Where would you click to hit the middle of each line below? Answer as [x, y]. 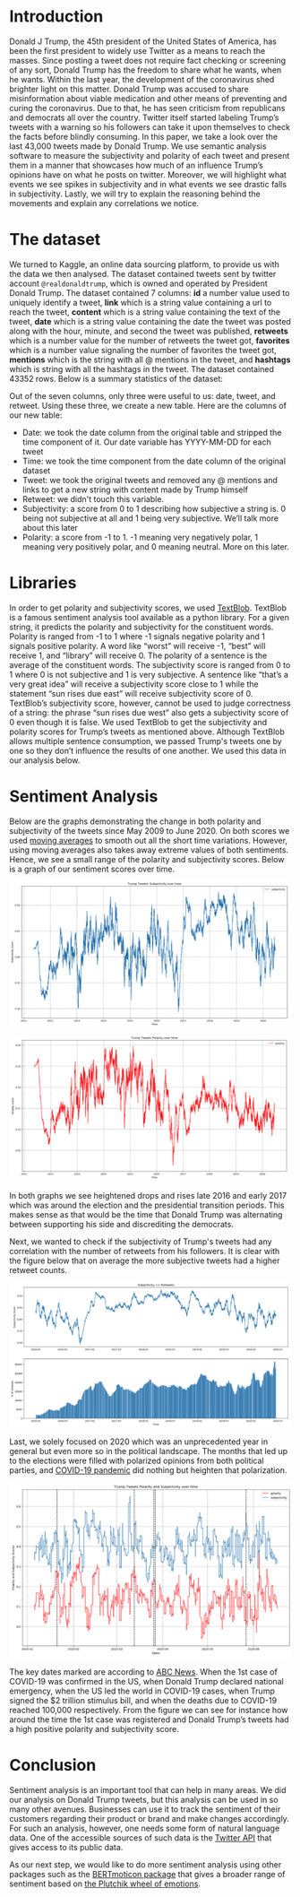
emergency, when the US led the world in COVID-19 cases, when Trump [142, 1691]
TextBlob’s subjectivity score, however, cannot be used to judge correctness [150, 703]
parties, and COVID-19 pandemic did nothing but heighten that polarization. [148, 1470]
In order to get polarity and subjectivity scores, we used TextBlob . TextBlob [148, 608]
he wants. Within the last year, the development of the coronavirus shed [142, 79]
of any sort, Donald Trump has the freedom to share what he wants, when [146, 70]
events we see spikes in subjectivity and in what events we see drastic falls [148, 184]
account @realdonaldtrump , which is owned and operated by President [139, 283]
